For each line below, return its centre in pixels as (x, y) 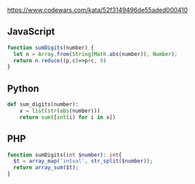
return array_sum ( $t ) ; (46, 168)
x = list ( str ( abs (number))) (60, 111)
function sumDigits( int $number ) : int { (65, 155)
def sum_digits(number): (43, 104)
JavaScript (31, 31)
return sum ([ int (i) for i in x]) (68, 117)
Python (23, 88)
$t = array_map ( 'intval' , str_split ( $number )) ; (83, 161)
